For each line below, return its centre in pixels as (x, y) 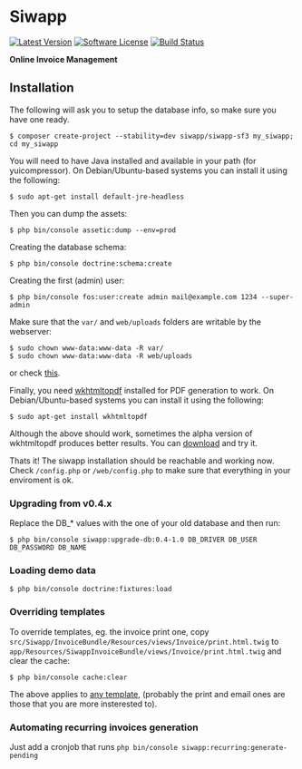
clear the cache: (40, 660)
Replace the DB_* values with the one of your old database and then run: (145, 523)
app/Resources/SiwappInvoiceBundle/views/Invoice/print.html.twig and (146, 651)
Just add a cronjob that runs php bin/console (94, 746)
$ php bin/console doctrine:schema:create (91, 263)
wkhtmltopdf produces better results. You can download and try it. (134, 443)
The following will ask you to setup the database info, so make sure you (143, 110)
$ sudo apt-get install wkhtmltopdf (78, 416)
